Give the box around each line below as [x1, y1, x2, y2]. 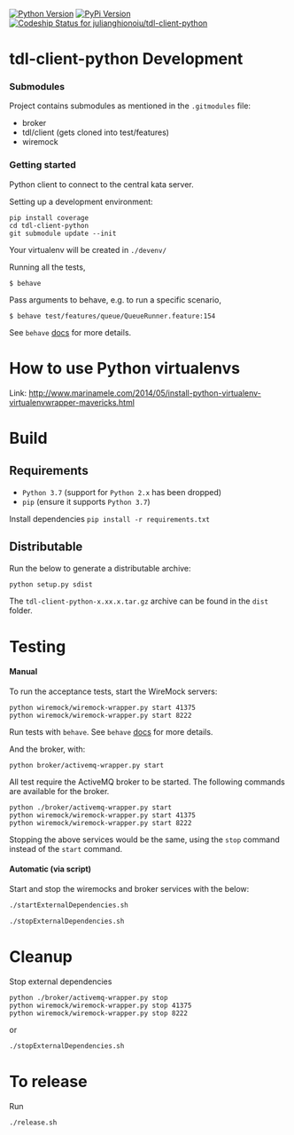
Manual [9, 666, 38, 677]
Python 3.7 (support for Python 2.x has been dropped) [21, 486, 222, 497]
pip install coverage [9, 213, 89, 222]
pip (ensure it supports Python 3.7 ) [21, 496, 151, 507]
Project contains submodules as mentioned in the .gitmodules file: [9, 100, 251, 111]
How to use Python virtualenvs [9, 358, 241, 378]
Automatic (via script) [9, 863, 91, 874]
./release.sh [9, 1118, 58, 1127]
